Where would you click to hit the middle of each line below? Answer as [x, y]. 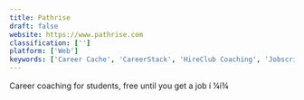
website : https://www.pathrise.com [76, 34]
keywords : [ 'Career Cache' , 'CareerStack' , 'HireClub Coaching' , [135, 59]
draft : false [34, 26]
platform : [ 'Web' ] [44, 51]
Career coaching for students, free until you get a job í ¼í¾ [119, 86]
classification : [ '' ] [50, 43]
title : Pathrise [40, 18]
